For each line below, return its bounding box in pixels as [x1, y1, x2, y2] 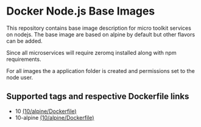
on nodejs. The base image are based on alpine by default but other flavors [6, 30, 196, 38]
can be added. [6, 37, 43, 44]
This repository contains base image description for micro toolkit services [6, 24, 192, 32]
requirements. [6, 55, 41, 63]
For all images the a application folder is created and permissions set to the [6, 67, 195, 74]
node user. [6, 74, 33, 81]
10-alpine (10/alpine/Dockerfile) [15, 114, 94, 121]
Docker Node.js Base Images [6, 4, 155, 18]
